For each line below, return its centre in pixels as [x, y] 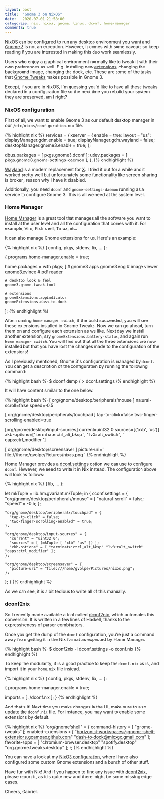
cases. [12, 782]
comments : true [21, 28]
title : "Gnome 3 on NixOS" [34, 14]
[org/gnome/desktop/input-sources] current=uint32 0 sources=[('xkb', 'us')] [82, 429]
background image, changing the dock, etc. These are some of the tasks [78, 72]
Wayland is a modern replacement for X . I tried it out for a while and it [75, 170]
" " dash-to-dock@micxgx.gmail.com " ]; [111, 737]
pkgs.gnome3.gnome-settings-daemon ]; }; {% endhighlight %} [69, 160]
